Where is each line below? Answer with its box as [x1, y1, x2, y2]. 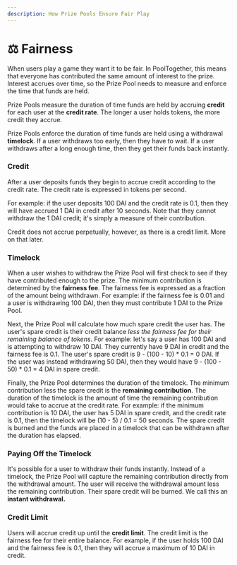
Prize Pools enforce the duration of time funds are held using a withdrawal [7, 129, 224, 138]
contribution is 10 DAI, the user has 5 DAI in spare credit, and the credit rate [7, 409, 226, 417]
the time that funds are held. [7, 86, 90, 95]
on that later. [7, 234, 44, 244]
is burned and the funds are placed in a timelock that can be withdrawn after [7, 424, 230, 432]
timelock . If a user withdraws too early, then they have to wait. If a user [7, 136, 215, 145]
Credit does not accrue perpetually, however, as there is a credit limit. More [7, 227, 226, 236]
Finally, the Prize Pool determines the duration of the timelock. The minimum [7, 379, 229, 387]
